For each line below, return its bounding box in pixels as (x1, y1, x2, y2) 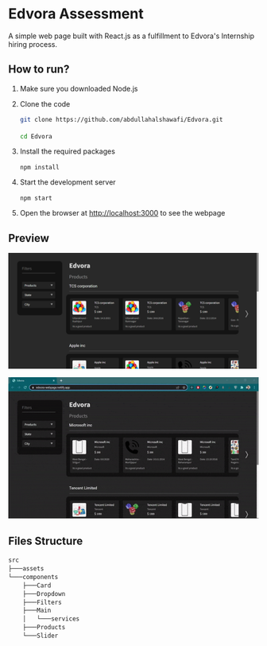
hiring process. (8, 39, 58, 49)
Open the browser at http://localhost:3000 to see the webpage (19, 208, 226, 218)
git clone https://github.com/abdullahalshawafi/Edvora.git (19, 115, 223, 123)
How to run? (8, 63, 70, 76)
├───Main (22, 606, 52, 615)
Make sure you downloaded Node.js (19, 84, 138, 93)
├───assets (8, 565, 44, 573)
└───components (8, 573, 59, 581)
